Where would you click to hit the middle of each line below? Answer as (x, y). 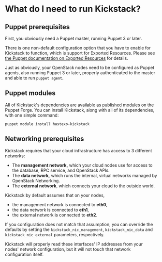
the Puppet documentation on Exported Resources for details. (66, 58)
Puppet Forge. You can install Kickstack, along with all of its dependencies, (80, 110)
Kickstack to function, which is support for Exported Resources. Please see (80, 53)
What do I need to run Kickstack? (73, 9)
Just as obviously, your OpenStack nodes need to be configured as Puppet (80, 67)
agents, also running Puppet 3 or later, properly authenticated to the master (80, 73)
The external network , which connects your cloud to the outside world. (83, 186)
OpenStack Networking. (36, 180)
